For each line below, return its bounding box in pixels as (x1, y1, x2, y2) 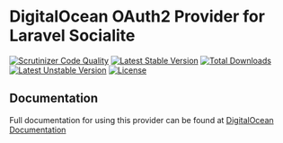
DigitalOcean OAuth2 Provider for (9, 6, 265, 27)
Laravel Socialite (9, 25, 136, 46)
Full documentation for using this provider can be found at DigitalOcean (9, 114, 274, 125)
